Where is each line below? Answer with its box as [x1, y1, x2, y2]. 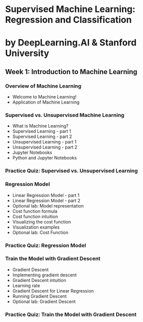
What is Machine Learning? [12, 123, 69, 129]
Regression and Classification [5, 14, 132, 25]
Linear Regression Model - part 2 [12, 197, 81, 203]
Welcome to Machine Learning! [12, 94, 77, 100]
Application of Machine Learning [12, 99, 80, 105]
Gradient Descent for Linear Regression [12, 287, 94, 293]
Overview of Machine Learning [5, 82, 82, 89]
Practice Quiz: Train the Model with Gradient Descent [5, 311, 137, 318]
